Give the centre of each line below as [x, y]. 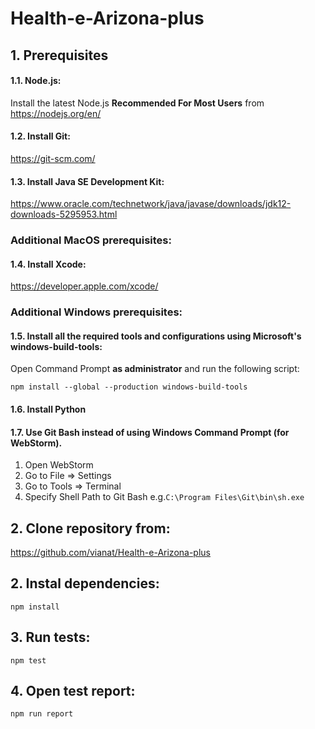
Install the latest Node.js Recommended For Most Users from [137, 103]
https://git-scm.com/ [53, 158]
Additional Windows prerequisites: [96, 312]
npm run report [42, 714]
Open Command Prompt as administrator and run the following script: [155, 369]
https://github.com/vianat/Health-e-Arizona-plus [110, 553]
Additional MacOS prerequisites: [91, 240]
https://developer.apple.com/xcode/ [84, 286]
